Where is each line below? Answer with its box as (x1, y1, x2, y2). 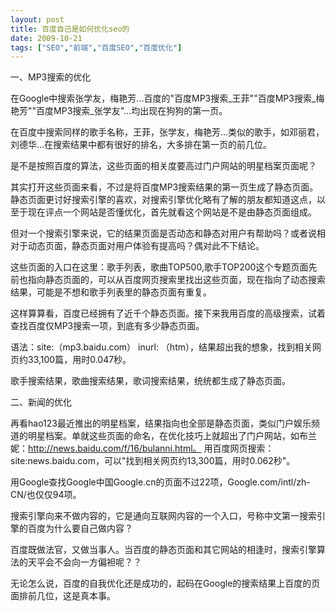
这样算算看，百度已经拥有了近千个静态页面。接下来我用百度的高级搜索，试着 (10, 307, 326, 320)
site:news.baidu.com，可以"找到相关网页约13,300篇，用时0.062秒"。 (10, 455, 296, 467)
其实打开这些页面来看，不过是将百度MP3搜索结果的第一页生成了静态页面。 (10, 181, 319, 193)
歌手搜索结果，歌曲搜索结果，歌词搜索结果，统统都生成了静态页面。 (10, 375, 291, 387)
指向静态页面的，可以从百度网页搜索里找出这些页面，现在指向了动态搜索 (27, 274, 326, 286)
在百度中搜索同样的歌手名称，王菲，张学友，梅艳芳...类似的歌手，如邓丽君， (10, 126, 325, 138)
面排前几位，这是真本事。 (10, 590, 116, 602)
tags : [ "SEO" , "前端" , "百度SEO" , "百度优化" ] (10, 42, 183, 53)
